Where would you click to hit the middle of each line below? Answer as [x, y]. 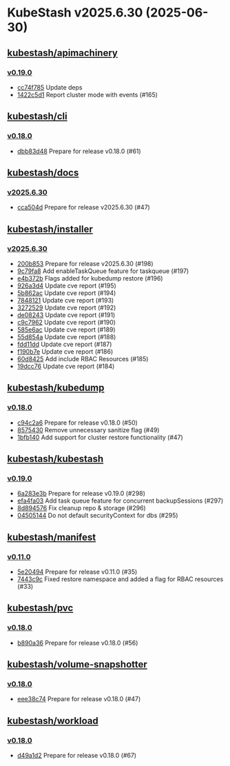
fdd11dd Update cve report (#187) [64, 344]
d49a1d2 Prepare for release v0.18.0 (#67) [76, 756]
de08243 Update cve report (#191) [66, 314]
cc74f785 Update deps [50, 87]
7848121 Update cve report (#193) [65, 300]
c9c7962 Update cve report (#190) [66, 322]
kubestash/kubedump [56, 388]
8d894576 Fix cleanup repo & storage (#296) [81, 508]
